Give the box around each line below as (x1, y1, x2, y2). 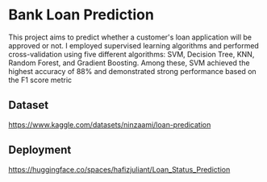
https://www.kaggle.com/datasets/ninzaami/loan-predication (8, 119, 211, 130)
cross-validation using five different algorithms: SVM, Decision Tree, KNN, (8, 49, 255, 59)
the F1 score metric (8, 75, 73, 85)
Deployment (8, 143, 72, 157)
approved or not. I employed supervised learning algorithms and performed (8, 40, 260, 50)
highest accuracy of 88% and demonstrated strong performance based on (8, 66, 257, 76)
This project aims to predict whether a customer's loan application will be (8, 32, 252, 42)
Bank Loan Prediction (8, 6, 155, 24)
